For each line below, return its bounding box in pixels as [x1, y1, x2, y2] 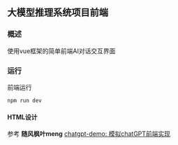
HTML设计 [7, 113, 38, 121]
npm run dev [7, 97, 42, 104]
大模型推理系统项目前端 [7, 6, 108, 19]
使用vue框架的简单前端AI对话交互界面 [7, 46, 116, 55]
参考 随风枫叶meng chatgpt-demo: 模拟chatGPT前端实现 [7, 130, 171, 138]
